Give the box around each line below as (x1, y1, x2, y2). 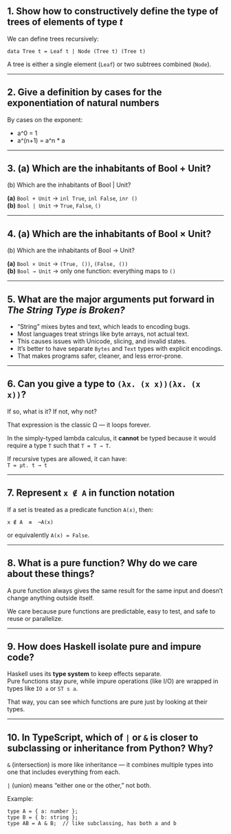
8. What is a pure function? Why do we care (7, 558, 198, 569)
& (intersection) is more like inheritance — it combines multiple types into (7, 761, 214, 769)
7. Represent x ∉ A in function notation (7, 487, 175, 499)
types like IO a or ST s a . (7, 684, 78, 693)
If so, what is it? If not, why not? (7, 407, 98, 416)
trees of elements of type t (7, 17, 123, 28)
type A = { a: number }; (7, 808, 78, 815)
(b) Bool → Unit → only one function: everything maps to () (7, 267, 176, 275)
